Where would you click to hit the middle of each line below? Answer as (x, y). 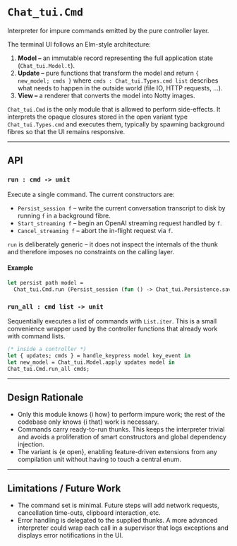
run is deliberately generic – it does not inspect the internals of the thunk (113, 244)
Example (20, 268)
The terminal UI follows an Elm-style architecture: (79, 44)
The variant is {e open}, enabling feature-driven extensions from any (117, 452)
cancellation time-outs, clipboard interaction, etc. (89, 513)
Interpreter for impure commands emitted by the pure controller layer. (108, 30)
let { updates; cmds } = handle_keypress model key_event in (99, 355)
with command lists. (36, 336)
